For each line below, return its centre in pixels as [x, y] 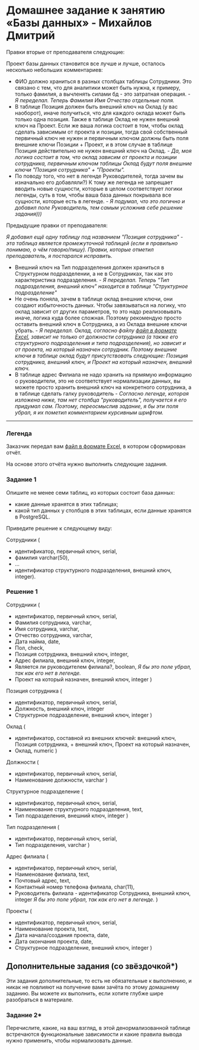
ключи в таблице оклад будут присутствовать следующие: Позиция [101, 355]
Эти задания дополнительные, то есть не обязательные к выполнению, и [99, 981]
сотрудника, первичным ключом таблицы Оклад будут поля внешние [103, 163]
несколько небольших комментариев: [54, 69]
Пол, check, [29, 647]
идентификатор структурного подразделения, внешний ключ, [93, 570]
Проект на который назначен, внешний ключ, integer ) [83, 679]
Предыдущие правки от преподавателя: [57, 225]
